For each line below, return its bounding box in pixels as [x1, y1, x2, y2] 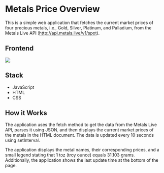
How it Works [5, 109, 47, 117]
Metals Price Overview [5, 3, 100, 15]
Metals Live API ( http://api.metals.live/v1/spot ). [5, 30, 100, 36]
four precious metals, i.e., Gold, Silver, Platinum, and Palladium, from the [5, 25, 152, 30]
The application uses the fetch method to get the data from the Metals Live [5, 122, 157, 128]
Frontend [5, 44, 34, 52]
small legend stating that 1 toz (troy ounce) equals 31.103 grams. [5, 152, 135, 158]
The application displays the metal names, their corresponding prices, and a [5, 147, 160, 153]
